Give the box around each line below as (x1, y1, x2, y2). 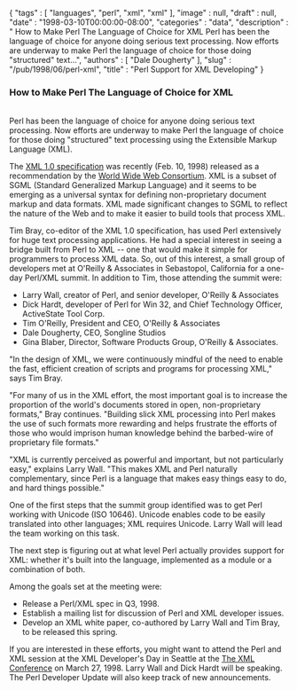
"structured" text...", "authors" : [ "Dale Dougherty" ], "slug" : (9, 55, 232, 65)
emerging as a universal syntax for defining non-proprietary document (9, 190, 267, 200)
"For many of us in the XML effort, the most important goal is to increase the (9, 390, 288, 401)
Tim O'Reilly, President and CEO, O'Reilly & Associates (21, 318, 221, 329)
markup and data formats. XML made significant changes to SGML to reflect (9, 199, 288, 209)
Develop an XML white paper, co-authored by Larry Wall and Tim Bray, (21, 617, 281, 628)
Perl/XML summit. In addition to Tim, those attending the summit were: (25, 272, 283, 283)
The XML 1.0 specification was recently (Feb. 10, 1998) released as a (9, 161, 260, 172)
